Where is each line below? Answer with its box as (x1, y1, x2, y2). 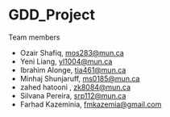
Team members (8, 32, 60, 42)
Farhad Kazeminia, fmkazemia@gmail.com (19, 99, 162, 109)
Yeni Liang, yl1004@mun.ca (19, 56, 113, 66)
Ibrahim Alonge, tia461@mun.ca (19, 65, 126, 74)
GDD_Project (8, 6, 95, 24)
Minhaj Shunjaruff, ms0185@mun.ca (19, 73, 140, 83)
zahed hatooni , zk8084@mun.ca (19, 82, 131, 92)
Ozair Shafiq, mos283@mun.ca (19, 48, 125, 57)
